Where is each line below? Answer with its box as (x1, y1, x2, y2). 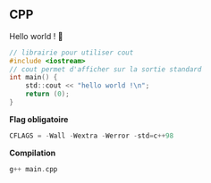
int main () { (9, 73, 58, 82)
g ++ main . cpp (9, 164, 58, 173)
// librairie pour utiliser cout (9, 48, 134, 57)
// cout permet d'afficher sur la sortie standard (9, 64, 202, 74)
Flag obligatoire (9, 113, 69, 124)
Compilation (9, 147, 56, 158)
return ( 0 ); (25, 89, 70, 99)
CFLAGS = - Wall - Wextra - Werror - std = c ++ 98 (9, 131, 174, 140)
